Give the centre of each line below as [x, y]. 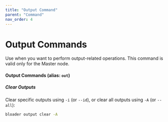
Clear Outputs [21, 87]
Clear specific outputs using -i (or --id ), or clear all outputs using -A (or [81, 100]
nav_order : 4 [19, 19]
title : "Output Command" [31, 10]
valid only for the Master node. [37, 64]
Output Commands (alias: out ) [38, 75]
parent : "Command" [25, 15]
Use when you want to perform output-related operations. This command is [84, 58]
